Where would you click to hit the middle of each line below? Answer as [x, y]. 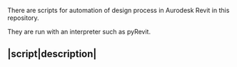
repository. [23, 18]
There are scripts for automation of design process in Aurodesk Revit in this [118, 10]
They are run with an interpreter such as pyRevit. [79, 32]
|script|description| [52, 54]
